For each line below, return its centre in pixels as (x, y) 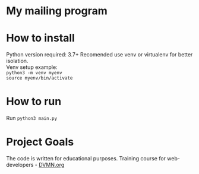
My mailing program (57, 11)
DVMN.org (51, 165)
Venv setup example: (32, 67)
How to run (34, 102)
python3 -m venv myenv (34, 73)
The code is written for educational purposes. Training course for (86, 158)
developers (20, 165)
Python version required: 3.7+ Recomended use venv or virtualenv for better (99, 55)
